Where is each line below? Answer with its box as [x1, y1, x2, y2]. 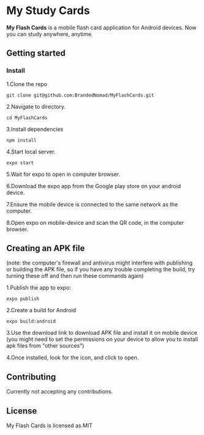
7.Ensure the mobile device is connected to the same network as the [6, 200, 178, 208]
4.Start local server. [6, 148, 56, 155]
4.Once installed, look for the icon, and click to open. [6, 354, 139, 361]
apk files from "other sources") [6, 342, 84, 349]
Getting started [6, 48, 66, 59]
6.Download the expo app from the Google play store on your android [6, 182, 181, 189]
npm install [6, 137, 37, 144]
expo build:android [6, 318, 56, 324]
